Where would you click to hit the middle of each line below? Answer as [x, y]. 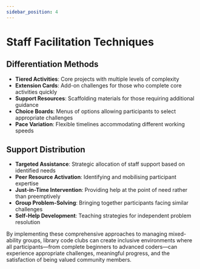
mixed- [178, 234]
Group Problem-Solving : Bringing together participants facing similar [102, 203]
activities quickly [36, 92]
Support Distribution [46, 150]
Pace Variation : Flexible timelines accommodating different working [100, 124]
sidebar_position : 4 [32, 12]
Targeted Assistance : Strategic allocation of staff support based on [100, 164]
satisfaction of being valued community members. [69, 260]
